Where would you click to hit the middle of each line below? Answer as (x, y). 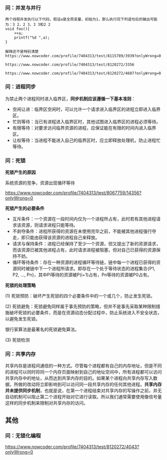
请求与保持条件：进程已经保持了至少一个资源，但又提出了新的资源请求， (86, 243)
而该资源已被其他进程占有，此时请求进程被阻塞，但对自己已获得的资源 (84, 250)
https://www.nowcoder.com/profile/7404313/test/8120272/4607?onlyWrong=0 (83, 74)
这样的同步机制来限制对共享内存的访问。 (46, 403)
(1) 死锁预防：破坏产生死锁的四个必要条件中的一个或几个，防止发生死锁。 (80, 296)
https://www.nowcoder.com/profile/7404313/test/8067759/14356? (73, 193)
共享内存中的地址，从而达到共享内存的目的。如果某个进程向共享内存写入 (79, 378)
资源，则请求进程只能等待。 (49, 225)
